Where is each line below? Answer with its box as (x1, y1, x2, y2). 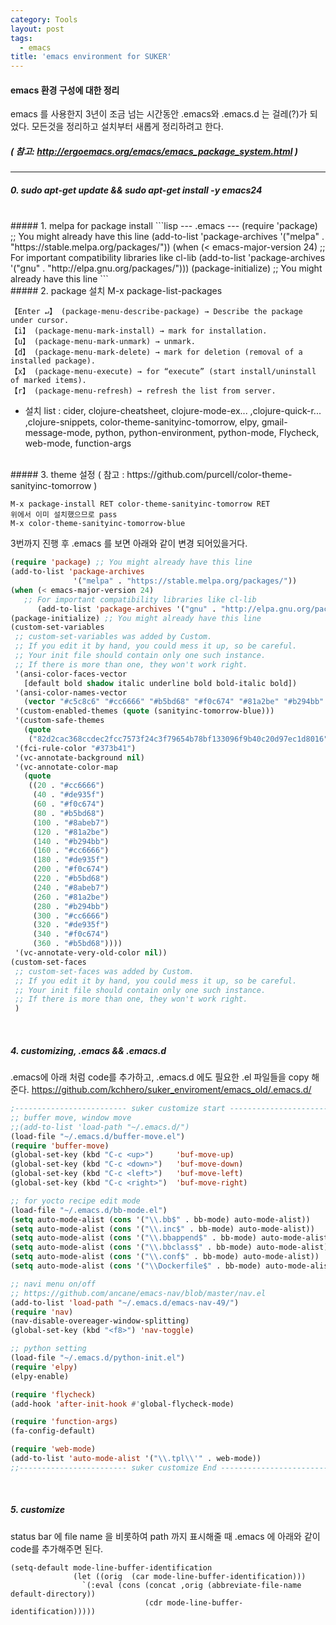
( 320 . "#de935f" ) (32, 920, 110, 930)
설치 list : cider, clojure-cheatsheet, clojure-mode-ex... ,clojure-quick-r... (24, 405, 322, 417)
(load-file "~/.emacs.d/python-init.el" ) (10, 1353, 186, 1363)
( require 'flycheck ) (10, 1389, 97, 1400)
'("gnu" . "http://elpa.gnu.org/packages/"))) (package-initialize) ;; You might (10, 262, 323, 275)
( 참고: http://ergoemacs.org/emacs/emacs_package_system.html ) (10, 145, 298, 157)
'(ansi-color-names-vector (14, 687, 128, 698)
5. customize (10, 1504, 65, 1516)
